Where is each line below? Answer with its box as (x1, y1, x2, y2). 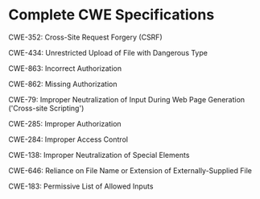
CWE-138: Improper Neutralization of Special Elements (8, 150, 190, 160)
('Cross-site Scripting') (8, 103, 85, 113)
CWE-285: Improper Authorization (8, 118, 122, 128)
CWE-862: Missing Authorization (8, 79, 118, 89)
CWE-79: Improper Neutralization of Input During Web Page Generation (8, 94, 246, 104)
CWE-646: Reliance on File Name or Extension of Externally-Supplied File (8, 165, 252, 175)
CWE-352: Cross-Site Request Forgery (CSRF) (8, 32, 163, 42)
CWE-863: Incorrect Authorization (8, 63, 122, 73)
